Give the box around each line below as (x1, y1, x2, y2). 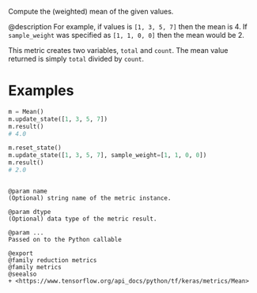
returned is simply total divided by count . (8, 54, 145, 63)
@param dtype (8, 208, 51, 216)
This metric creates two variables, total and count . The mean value (8, 46, 229, 54)
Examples (8, 82, 74, 100)
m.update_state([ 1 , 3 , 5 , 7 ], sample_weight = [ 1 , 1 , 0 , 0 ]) (8, 152, 207, 160)
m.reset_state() (8, 144, 62, 152)
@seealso (8, 270, 37, 278)
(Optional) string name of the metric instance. (8, 193, 172, 202)
